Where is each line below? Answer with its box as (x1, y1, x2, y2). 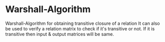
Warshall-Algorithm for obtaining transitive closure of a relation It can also (5, 20, 160, 26)
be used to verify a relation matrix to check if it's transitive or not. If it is (5, 25, 155, 31)
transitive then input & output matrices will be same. (5, 31, 115, 37)
